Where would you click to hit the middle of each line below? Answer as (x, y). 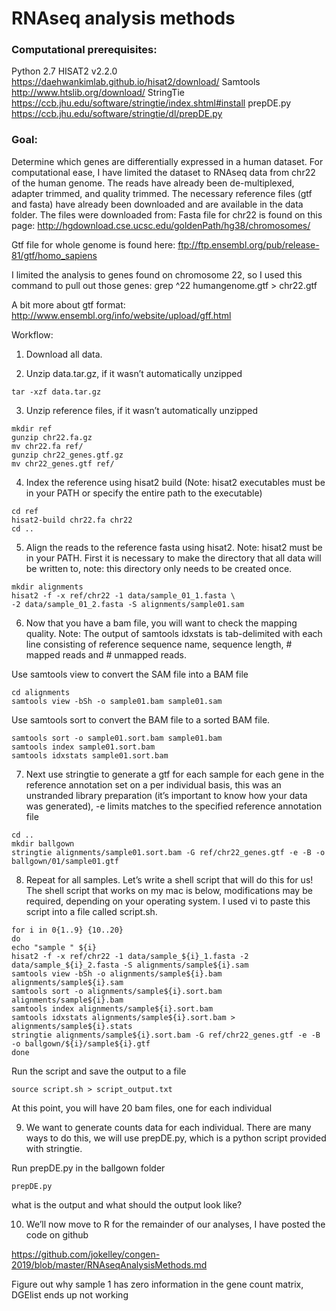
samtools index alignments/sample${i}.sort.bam (112, 1008)
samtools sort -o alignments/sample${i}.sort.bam (117, 991)
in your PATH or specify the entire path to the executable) (144, 493)
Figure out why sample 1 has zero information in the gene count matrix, (157, 1284)
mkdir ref (32, 428)
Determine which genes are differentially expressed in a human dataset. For (167, 161)
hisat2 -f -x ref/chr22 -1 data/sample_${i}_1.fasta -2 (130, 956)
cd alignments (41, 692)
